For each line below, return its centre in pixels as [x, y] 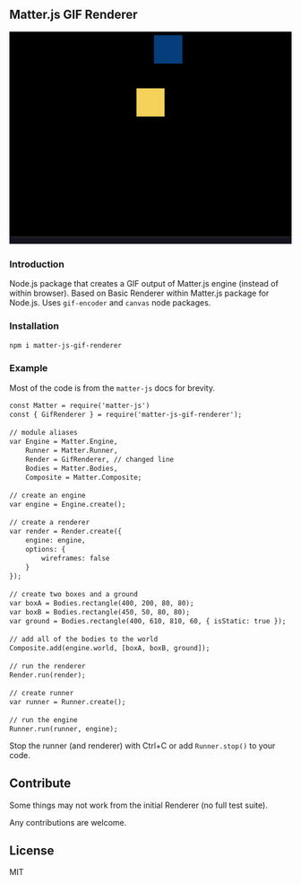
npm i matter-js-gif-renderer [66, 346]
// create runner [42, 693]
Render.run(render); [48, 675]
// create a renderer [50, 522]
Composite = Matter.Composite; [84, 477]
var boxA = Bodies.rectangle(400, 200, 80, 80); [102, 603]
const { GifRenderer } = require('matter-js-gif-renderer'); [126, 414]
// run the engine [43, 720]
